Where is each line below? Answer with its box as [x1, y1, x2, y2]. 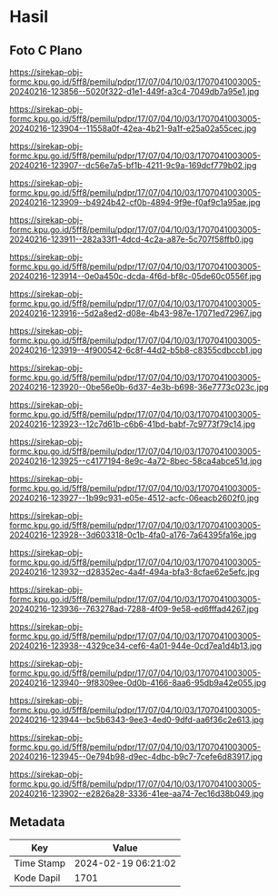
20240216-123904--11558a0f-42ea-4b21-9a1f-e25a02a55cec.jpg [9, 123, 257, 134]
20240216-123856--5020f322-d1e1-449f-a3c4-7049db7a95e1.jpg [9, 86, 260, 96]
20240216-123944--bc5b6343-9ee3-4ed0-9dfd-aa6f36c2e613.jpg [9, 714, 264, 725]
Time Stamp [14, 857, 66, 870]
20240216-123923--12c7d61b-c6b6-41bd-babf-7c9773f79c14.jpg [9, 418, 256, 429]
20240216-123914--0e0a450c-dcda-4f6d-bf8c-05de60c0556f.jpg [9, 271, 262, 281]
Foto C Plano [9, 43, 83, 58]
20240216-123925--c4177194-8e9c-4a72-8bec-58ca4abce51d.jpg [9, 456, 262, 466]
